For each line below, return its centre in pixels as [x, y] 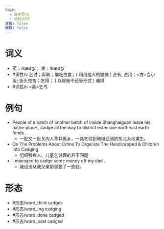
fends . [19, 133]
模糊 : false [16, 28]
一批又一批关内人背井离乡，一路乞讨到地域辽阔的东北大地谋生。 [84, 139]
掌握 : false [16, 23]
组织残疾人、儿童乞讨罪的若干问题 [54, 155]
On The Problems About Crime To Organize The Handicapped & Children [85, 144]
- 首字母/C [19, 14]
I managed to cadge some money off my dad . [59, 161]
